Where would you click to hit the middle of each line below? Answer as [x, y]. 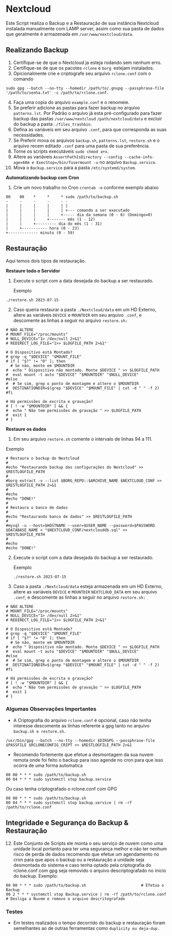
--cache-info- [139, 157]
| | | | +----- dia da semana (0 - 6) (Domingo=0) [79, 215]
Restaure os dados [26, 429]
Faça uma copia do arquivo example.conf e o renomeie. [71, 102]
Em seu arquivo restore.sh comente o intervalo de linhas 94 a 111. [83, 439]
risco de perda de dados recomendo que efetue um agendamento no [86, 854]
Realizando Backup [37, 50]
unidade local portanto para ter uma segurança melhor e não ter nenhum [90, 848]
